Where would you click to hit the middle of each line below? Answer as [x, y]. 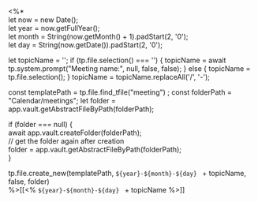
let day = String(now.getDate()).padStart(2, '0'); [86, 45]
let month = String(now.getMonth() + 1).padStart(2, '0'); [98, 36]
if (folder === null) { [41, 124]
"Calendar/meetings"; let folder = [62, 101]
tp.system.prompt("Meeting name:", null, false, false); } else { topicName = [129, 69]
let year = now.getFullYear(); [54, 28]
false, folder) [29, 181]
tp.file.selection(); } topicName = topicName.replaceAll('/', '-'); [109, 77]
